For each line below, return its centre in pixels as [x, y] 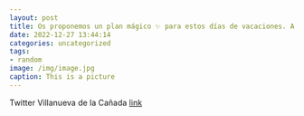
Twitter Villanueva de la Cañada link [76, 102]
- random [26, 60]
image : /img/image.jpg [52, 69]
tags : [19, 52]
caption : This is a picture [62, 77]
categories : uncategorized [60, 43]
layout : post [34, 18]
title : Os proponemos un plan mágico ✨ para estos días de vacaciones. [148, 26]
